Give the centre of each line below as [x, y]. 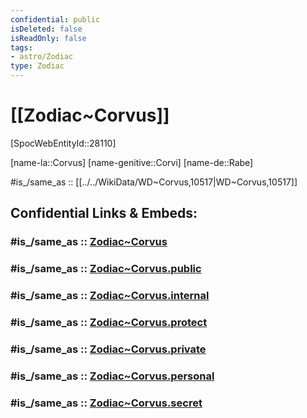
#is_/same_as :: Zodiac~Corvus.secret [106, 403]
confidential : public [55, 19]
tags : [21, 47]
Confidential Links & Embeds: [104, 213]
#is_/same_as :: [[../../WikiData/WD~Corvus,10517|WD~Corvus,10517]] [154, 182]
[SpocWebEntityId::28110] [63, 143]
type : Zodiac [37, 66]
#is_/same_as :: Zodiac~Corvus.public [106, 269]
